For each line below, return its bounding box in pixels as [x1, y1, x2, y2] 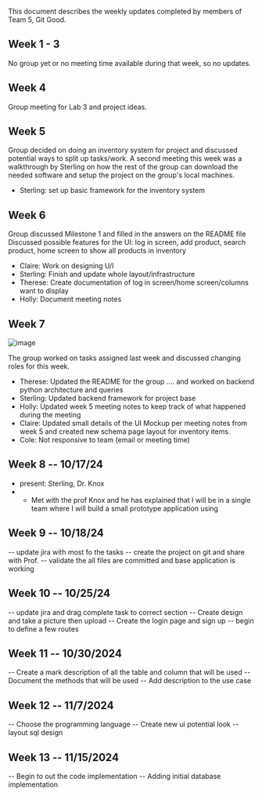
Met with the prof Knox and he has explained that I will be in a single [31, 495, 251, 504]
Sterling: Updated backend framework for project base [19, 394, 196, 403]
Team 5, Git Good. [8, 15, 66, 24]
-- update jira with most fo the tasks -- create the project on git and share [8, 547, 245, 556]
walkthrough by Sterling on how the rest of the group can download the [8, 162, 239, 172]
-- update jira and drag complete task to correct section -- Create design [8, 607, 243, 617]
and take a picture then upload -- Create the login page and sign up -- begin [8, 616, 254, 625]
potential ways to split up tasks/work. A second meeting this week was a [8, 154, 242, 163]
